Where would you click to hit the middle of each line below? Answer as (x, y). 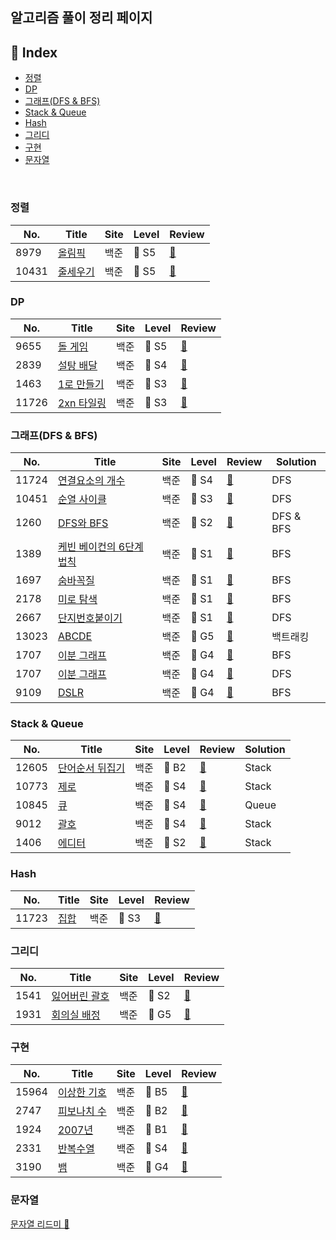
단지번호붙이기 (90, 618)
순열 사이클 (82, 500)
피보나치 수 (82, 1111)
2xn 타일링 (82, 403)
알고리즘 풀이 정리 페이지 (81, 18)
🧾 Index (34, 52)
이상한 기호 (82, 1093)
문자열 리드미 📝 (40, 1224)
